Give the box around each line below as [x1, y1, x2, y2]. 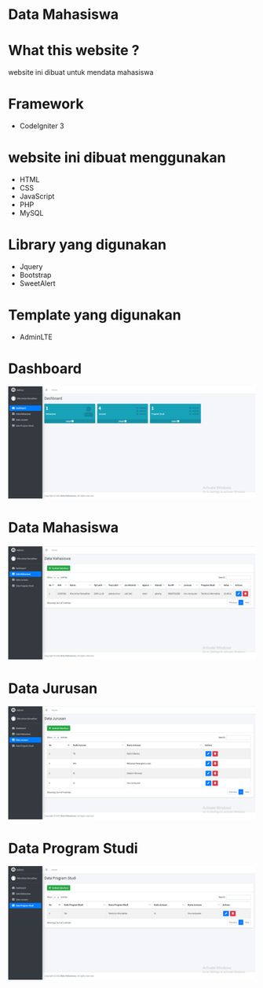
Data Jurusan [8, 679, 98, 698]
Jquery [19, 261, 43, 271]
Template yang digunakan [8, 306, 182, 324]
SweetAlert [19, 278, 57, 288]
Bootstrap [19, 270, 52, 279]
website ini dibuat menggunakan [8, 149, 226, 167]
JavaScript [19, 191, 55, 201]
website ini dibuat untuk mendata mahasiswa [8, 68, 154, 77]
